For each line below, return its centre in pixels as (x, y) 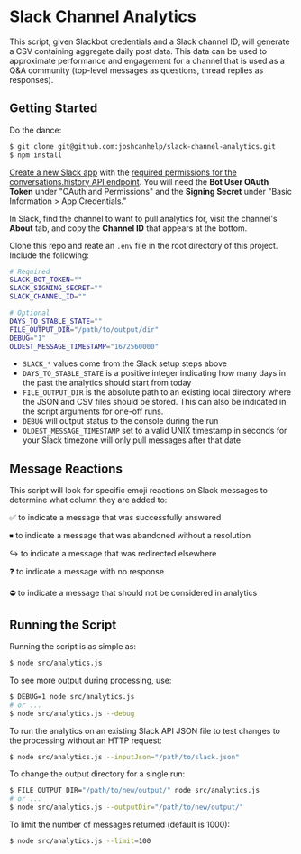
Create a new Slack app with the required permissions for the (123, 172)
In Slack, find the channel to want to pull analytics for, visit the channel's (143, 218)
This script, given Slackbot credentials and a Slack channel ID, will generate (150, 41)
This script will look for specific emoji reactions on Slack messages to (139, 491)
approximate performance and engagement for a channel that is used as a (147, 60)
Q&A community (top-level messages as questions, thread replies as (137, 70)
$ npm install (36, 155)
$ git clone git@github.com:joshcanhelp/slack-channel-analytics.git (143, 146)
